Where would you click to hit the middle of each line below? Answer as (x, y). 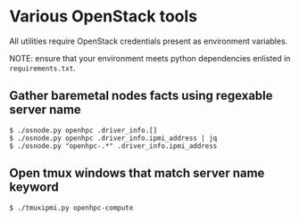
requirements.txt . (42, 68)
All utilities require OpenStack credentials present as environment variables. (149, 41)
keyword (34, 188)
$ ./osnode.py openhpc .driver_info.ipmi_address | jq (113, 138)
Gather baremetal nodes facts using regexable (141, 96)
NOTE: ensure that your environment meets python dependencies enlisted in (150, 58)
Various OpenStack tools (104, 16)
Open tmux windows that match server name (137, 173)
